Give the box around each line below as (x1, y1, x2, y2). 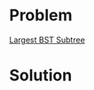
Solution (9, 65, 73, 86)
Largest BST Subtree (9, 34, 86, 45)
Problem (9, 5, 73, 26)
